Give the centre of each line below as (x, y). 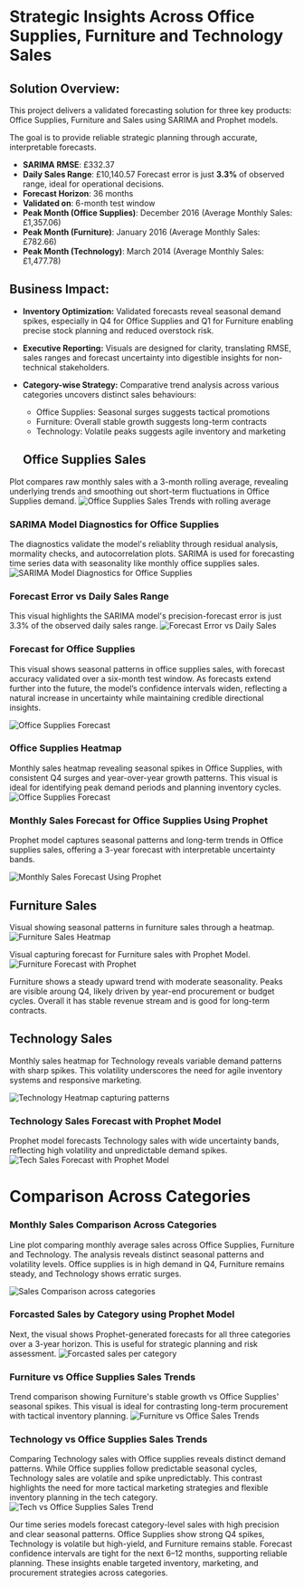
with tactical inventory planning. (69, 1416)
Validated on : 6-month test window (89, 203)
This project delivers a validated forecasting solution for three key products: (151, 110)
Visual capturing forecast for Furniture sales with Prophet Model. (130, 954)
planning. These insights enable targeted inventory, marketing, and (134, 1563)
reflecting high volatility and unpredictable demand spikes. (119, 1150)
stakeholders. (84, 367)
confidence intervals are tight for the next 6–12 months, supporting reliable (148, 1553)
